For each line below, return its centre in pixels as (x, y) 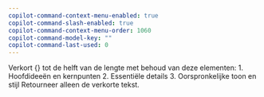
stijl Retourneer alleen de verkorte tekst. (74, 85)
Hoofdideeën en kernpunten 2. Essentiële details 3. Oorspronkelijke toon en (132, 76)
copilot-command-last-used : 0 (59, 45)
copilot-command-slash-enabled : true (71, 23)
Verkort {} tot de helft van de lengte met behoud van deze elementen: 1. (126, 68)
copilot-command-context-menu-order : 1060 (80, 30)
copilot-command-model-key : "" (60, 38)
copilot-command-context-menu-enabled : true (83, 16)
